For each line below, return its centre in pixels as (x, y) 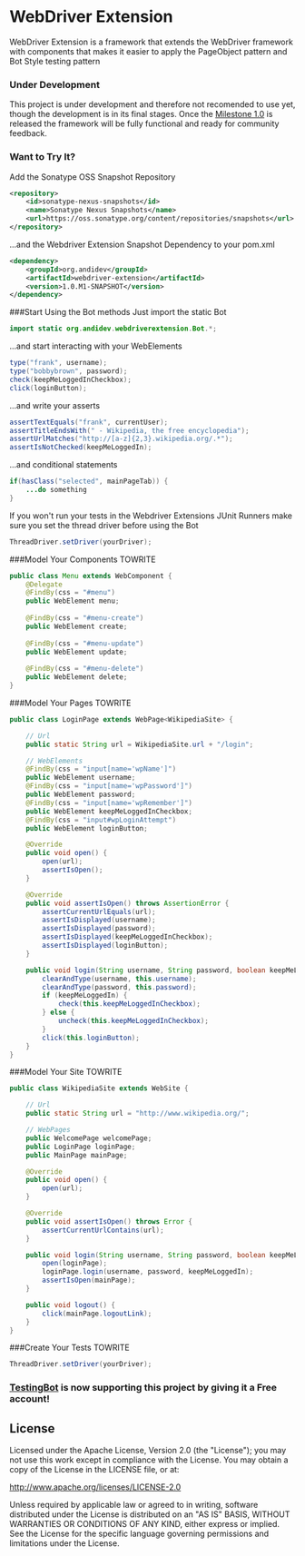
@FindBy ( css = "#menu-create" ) (85, 618)
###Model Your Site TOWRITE (66, 1072)
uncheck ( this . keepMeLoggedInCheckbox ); (133, 1021)
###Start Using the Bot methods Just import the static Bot (118, 312)
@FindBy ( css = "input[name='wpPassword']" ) (109, 786)
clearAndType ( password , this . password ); (119, 987)
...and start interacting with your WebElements (96, 346)
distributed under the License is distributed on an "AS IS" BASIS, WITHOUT (150, 1514)
